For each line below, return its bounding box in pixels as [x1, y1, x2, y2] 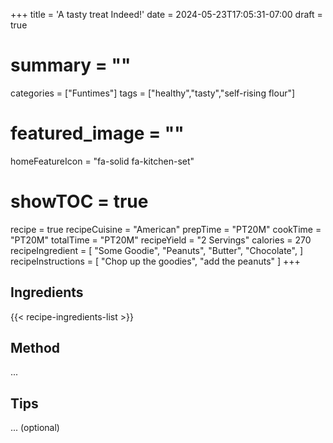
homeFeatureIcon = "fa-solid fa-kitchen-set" [10, 155, 195, 167]
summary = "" [10, 54, 132, 77]
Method [10, 340, 61, 357]
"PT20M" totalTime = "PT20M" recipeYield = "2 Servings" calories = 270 [10, 234, 312, 246]
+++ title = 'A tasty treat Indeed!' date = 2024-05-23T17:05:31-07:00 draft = [10, 9, 323, 20]
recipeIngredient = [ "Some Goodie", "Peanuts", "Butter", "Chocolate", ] [10, 244, 304, 256]
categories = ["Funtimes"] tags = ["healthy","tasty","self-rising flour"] [10, 87, 296, 99]
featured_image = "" [10, 122, 185, 145]
